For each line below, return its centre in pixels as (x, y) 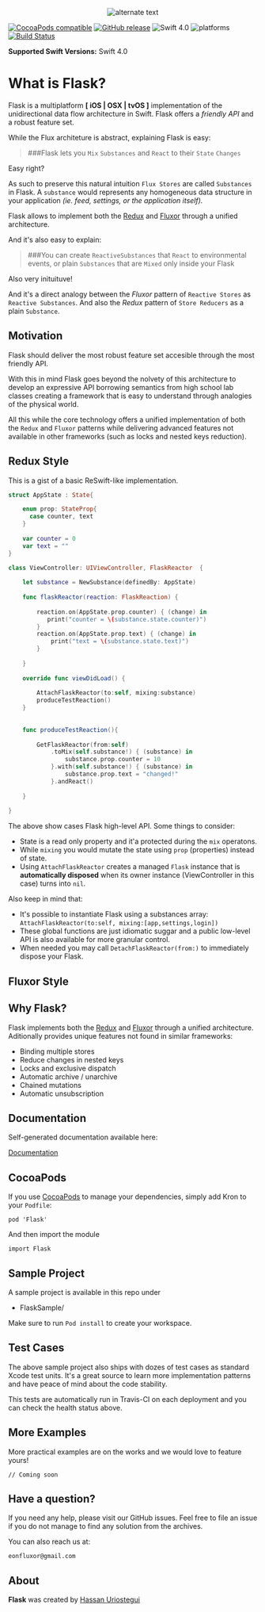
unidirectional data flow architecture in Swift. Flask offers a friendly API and (131, 113)
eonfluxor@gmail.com (42, 1556)
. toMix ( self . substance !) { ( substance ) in (121, 752)
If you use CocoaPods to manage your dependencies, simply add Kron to (127, 1197)
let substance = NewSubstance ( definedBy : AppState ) (109, 583)
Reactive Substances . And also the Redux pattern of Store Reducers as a (126, 302)
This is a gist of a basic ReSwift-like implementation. (93, 481)
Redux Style (39, 461)
